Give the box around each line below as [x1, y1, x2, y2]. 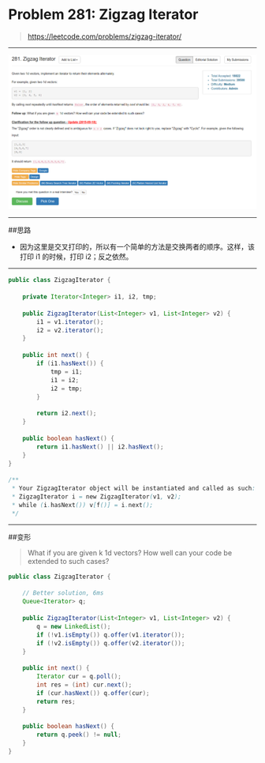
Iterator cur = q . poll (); [36, 673, 122, 681]
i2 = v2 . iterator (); [36, 326, 104, 334]
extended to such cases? [27, 556, 110, 566]
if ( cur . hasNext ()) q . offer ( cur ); [36, 689, 150, 697]
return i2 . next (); [36, 409, 97, 418]
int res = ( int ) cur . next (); [36, 681, 132, 689]
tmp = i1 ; [50, 367, 83, 376]
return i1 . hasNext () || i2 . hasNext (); [36, 442, 164, 451]
